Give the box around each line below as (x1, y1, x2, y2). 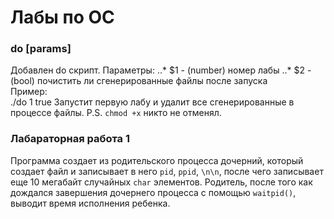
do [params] (10, 42, 72, 56)
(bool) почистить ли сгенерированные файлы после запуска (10, 75, 268, 87)
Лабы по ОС (10, 6, 115, 29)
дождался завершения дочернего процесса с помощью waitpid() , (10, 186, 297, 198)
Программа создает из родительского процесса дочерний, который (10, 154, 304, 166)
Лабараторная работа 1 (10, 132, 130, 146)
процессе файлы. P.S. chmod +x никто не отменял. (10, 107, 222, 119)
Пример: (10, 86, 48, 98)
